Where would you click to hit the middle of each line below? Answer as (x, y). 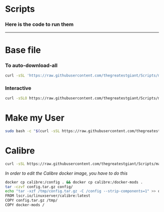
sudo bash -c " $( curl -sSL (32, 131)
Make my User (35, 118)
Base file (23, 50)
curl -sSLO (16, 98)
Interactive (18, 88)
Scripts (20, 9)
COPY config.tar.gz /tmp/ (31, 200)
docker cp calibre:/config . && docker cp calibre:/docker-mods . (74, 182)
